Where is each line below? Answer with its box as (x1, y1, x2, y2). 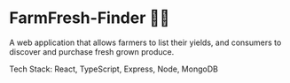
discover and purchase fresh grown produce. (9, 46, 175, 57)
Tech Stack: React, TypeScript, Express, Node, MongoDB (9, 64, 219, 74)
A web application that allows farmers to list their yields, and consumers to (9, 37, 282, 48)
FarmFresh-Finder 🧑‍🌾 (9, 8, 170, 28)
